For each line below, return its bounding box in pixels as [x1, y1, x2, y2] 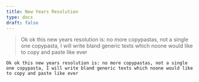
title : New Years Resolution [6, 8, 79, 15]
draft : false [6, 20, 39, 26]
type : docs [6, 14, 33, 20]
